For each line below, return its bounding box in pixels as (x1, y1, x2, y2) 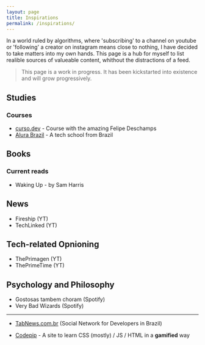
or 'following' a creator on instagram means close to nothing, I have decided (6, 43, 198, 51)
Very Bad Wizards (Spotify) (15, 302, 84, 310)
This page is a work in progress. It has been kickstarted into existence (21, 68, 198, 76)
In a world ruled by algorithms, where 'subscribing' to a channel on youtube (6, 37, 196, 45)
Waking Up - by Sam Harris (15, 181, 84, 188)
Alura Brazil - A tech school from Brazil (15, 131, 113, 139)
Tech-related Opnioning (6, 239, 99, 249)
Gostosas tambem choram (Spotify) (15, 296, 106, 303)
